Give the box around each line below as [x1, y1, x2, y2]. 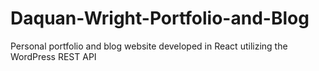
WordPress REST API [10, 50, 97, 62]
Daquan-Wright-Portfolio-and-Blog [10, 7, 310, 30]
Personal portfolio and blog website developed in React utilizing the [10, 40, 288, 52]
